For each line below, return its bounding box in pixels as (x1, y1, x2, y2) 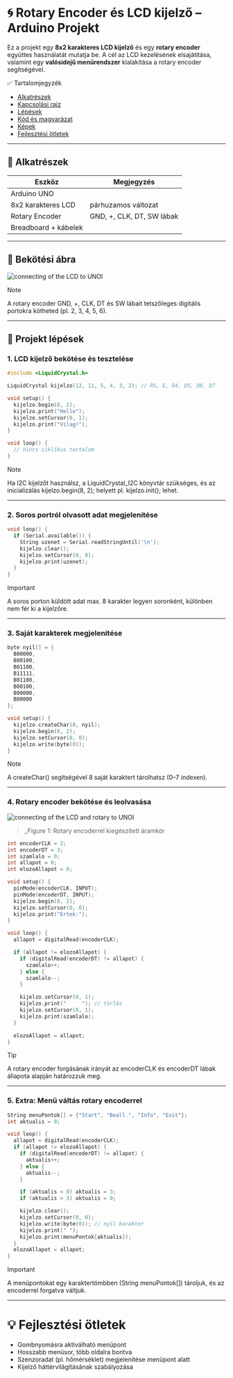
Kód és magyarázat (17, 115, 73, 123)
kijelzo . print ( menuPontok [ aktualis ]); (19, 1233, 132, 1240)
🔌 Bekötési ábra (7, 254, 76, 266)
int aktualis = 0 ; (7, 1118, 60, 1125)
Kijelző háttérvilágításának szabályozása (17, 1363, 134, 1371)
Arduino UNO (10, 189, 54, 198)
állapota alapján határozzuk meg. (7, 1072, 102, 1080)
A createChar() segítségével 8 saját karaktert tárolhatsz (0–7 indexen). (7, 774, 208, 782)
